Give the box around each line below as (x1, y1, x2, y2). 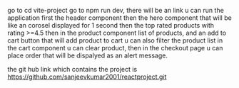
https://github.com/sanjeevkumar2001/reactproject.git (7, 72, 167, 81)
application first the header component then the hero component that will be (7, 13, 232, 22)
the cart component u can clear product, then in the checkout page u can (7, 44, 223, 52)
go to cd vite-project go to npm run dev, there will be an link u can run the (7, 6, 225, 14)
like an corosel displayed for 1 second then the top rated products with (7, 21, 215, 29)
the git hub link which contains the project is (7, 65, 138, 73)
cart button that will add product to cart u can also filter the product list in (7, 36, 223, 45)
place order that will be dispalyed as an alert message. (7, 51, 168, 60)
